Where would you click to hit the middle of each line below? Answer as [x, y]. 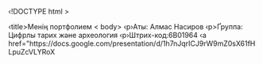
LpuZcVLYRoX [32, 52]
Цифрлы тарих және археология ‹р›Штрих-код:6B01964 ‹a [107, 35]
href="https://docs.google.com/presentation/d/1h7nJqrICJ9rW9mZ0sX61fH [132, 43]
